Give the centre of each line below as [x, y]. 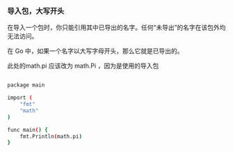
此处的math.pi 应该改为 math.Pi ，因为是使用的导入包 [83, 66]
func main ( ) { [28, 130]
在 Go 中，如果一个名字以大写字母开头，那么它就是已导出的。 [95, 51]
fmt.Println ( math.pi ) [51, 136]
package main [26, 85]
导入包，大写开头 [36, 10]
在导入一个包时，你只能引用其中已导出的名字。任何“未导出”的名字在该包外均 [116, 28]
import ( [20, 98]
